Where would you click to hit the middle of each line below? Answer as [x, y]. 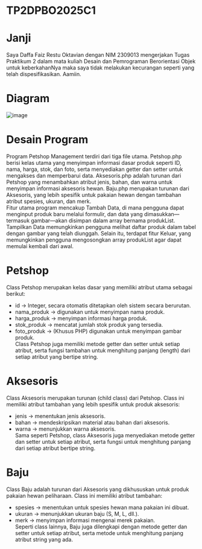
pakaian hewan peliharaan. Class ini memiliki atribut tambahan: [84, 495]
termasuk [18, 220]
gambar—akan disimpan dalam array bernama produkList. [103, 220]
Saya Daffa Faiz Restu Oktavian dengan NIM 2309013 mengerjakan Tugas [98, 55]
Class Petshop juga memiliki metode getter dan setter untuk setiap [97, 344]
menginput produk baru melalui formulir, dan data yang [74, 214]
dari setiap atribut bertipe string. [55, 448]
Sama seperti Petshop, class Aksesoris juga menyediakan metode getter [105, 435]
